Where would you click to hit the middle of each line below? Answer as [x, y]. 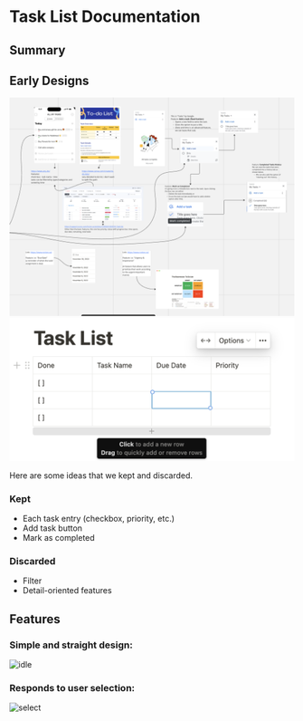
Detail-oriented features [67, 591]
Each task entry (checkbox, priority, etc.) [98, 519]
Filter [32, 581]
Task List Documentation [105, 17]
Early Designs [49, 80]
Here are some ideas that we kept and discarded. [101, 475]
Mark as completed [58, 538]
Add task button [52, 528]
